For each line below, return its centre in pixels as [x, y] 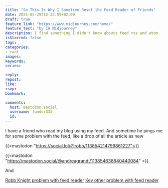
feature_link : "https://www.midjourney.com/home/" [59, 24]
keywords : [16, 61]
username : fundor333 [31, 112]
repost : [13, 80]
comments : [16, 103]
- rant [12, 52]
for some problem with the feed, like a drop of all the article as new [74, 136]
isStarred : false [23, 38]
